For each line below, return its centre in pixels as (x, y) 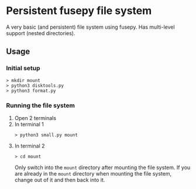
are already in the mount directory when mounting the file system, (93, 173)
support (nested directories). (41, 33)
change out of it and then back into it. (60, 180)
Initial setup (23, 68)
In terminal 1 (29, 124)
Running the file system (40, 105)
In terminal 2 (30, 146)
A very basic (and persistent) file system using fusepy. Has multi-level (90, 27)
